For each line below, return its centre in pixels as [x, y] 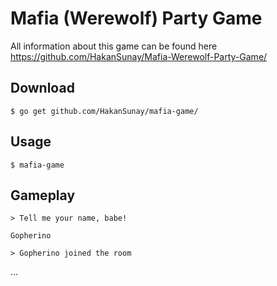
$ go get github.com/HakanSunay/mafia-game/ [104, 111]
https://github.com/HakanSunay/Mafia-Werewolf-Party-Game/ [139, 56]
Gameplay [43, 195]
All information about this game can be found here [114, 46]
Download [42, 88]
